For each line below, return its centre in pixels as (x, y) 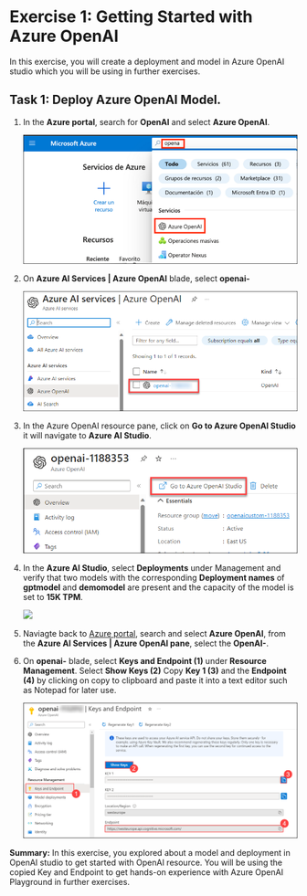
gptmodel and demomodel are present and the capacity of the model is (158, 587)
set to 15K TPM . (53, 597)
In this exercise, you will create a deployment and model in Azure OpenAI (147, 61)
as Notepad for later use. (69, 690)
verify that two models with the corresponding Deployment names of (153, 578)
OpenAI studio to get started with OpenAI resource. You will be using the (146, 862)
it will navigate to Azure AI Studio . (87, 435)
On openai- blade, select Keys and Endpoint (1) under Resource (144, 661)
